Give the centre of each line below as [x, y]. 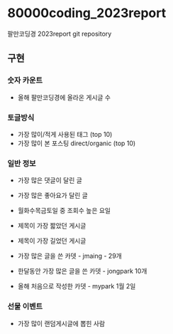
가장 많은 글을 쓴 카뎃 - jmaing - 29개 [69, 256]
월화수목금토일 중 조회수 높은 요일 [64, 211]
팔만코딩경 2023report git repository [60, 33]
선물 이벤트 [25, 306]
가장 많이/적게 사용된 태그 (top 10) [65, 134]
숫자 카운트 [25, 80]
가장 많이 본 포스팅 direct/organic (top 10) [77, 143]
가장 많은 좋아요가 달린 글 [53, 195]
